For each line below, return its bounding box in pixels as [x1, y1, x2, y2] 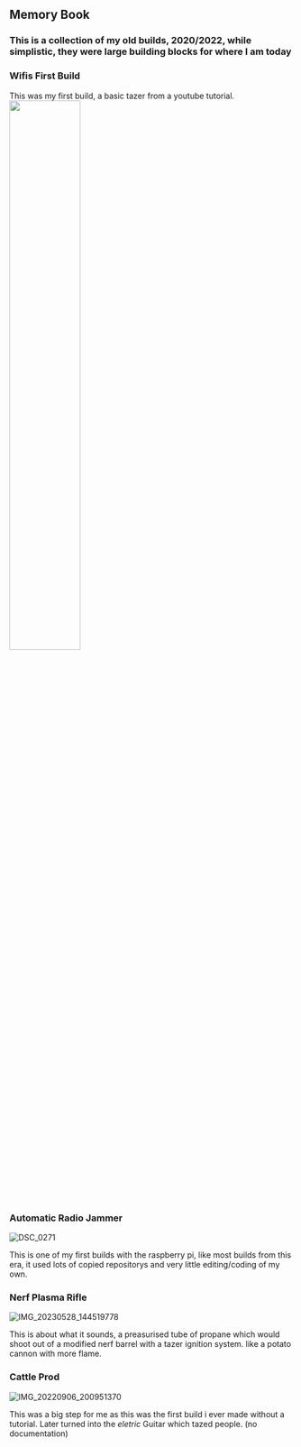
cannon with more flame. [9, 1348, 102, 1360]
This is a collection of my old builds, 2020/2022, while [9, 34, 252, 47]
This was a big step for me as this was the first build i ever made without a [9, 1408, 286, 1419]
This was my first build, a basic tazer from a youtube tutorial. [9, 90, 235, 101]
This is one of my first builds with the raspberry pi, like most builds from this [9, 1249, 292, 1260]
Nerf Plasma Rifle [9, 1291, 87, 1304]
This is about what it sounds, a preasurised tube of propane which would [9, 1329, 280, 1340]
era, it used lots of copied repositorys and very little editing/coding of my [9, 1259, 280, 1269]
